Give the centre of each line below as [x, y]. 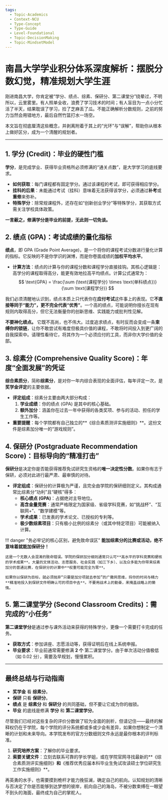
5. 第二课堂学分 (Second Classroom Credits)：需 [81, 605]
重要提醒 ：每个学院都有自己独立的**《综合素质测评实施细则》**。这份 [85, 423]
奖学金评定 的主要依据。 [29, 387]
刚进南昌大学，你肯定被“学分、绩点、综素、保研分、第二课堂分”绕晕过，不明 [84, 96]
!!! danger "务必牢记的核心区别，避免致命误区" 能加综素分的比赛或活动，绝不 [84, 540]
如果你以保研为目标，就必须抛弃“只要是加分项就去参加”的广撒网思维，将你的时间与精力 [82, 577]
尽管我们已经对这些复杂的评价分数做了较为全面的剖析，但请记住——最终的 [82, 721]
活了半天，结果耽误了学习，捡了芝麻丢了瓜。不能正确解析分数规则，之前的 [82, 109]
